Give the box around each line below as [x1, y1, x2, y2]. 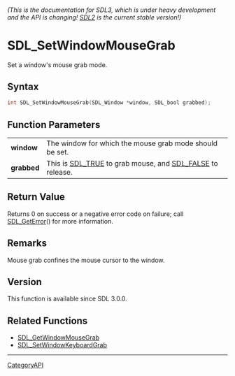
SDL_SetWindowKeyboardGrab [17, 341, 107, 349]
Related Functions [7, 314, 88, 326]
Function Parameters [7, 119, 101, 131]
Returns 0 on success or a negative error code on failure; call [7, 210, 184, 218]
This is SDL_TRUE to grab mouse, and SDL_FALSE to [46, 159, 218, 168]
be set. [46, 147, 69, 157]
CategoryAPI [7, 361, 44, 370]
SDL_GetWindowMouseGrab [17, 333, 100, 342]
